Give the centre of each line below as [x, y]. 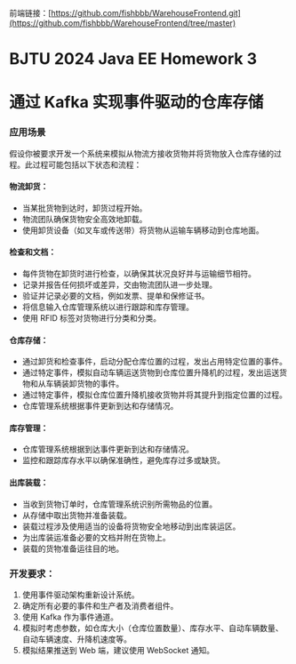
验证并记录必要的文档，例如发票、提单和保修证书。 [116, 296]
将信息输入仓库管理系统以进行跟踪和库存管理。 [108, 307]
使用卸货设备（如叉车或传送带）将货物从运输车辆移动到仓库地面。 [143, 230]
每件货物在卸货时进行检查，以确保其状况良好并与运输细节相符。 [139, 274]
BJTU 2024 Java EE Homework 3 [133, 59]
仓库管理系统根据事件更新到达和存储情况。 [100, 406]
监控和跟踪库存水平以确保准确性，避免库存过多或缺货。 [123, 460]
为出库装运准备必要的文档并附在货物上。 [96, 537]
